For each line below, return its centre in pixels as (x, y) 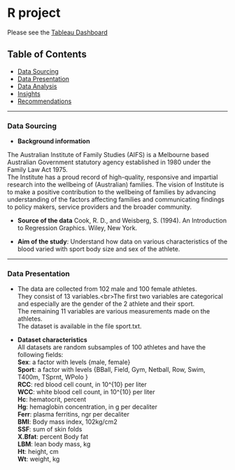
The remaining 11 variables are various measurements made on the (114, 311)
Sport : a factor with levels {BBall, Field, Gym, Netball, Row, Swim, (111, 370)
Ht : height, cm (38, 452)
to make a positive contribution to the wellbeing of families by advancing (112, 192)
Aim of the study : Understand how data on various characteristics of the (122, 242)
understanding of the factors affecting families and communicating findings (116, 200)
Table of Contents (47, 54)
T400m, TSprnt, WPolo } (53, 377)
